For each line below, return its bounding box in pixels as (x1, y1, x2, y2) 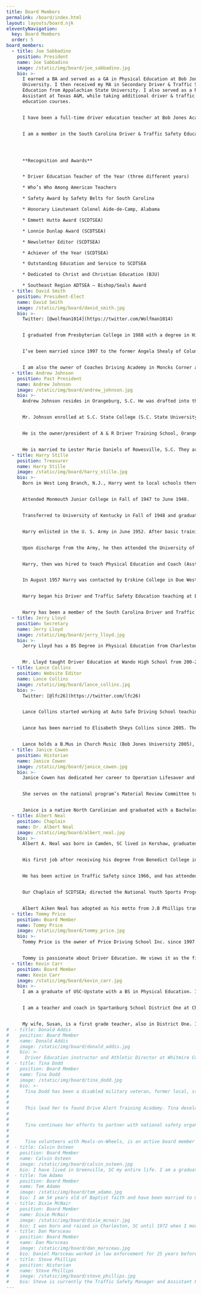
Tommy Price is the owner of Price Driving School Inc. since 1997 (22, 939, 195, 945)
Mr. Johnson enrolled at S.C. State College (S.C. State (22, 414, 168, 421)
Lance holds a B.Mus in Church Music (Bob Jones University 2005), (22, 741, 195, 747)
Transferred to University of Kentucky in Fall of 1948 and (22, 512, 176, 518)
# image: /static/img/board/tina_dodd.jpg (6, 1077, 122, 1083)
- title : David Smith (11, 288, 66, 294)
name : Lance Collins (17, 676, 69, 682)
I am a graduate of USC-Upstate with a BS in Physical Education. (22, 989, 192, 995)
